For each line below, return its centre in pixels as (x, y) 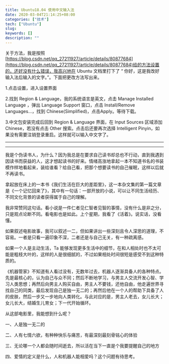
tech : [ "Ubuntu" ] (23, 24)
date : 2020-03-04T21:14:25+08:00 (40, 15)
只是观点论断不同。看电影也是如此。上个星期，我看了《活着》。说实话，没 (81, 214)
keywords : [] (19, 33)
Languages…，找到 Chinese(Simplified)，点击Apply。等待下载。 (72, 111)
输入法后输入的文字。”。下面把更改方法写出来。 (54, 77)
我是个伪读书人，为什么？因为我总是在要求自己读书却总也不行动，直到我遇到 (84, 155)
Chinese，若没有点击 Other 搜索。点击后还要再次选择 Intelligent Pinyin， (80, 128)
